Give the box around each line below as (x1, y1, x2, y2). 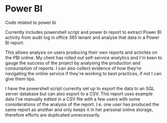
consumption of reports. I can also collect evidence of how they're (5, 65, 142, 71)
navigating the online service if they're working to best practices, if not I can (5, 70, 162, 76)
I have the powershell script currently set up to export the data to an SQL (5, 85, 155, 91)
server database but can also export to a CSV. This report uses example (5, 91, 153, 97)
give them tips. (5, 76, 36, 82)
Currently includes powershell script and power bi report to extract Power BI (5, 29, 162, 35)
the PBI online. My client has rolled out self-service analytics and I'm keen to (5, 54, 163, 60)
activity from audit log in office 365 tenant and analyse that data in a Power (5, 34, 160, 40)
